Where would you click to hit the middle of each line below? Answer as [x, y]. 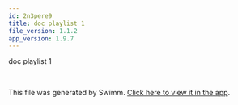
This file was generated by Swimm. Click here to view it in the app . [119, 93]
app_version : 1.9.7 [41, 38]
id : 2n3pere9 [30, 16]
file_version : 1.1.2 [43, 31]
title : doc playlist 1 [47, 23]
